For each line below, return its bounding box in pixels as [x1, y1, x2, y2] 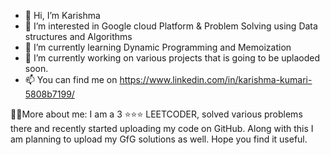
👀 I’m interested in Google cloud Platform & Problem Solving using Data [24, 20, 318, 32]
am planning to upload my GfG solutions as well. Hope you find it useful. [10, 133, 308, 145]
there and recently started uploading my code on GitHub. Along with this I [10, 123, 314, 134]
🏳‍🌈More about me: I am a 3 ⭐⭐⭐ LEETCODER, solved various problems [10, 108, 303, 120]
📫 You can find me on [24, 74, 118, 85]
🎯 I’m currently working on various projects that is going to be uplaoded [24, 52, 321, 64]
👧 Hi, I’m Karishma [24, 10, 101, 21]
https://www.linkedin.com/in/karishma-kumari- [119, 74, 313, 85]
